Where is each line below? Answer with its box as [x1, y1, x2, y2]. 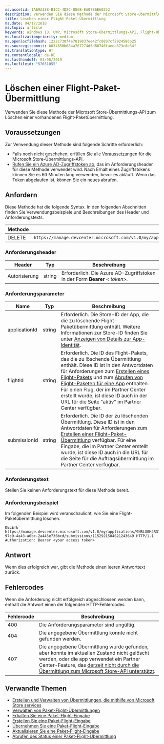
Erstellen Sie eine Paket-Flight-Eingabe [12, 718, 91, 724]
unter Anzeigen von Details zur [61, 335, 132, 342]
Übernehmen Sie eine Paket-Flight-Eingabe [12, 723, 100, 729]
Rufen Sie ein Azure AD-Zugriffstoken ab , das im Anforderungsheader [12, 161, 153, 167]
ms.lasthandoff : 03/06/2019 [5, 57, 62, 62]
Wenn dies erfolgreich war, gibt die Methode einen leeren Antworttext [5, 564, 145, 570]
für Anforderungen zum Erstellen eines [61, 368, 150, 375]
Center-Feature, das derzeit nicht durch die [39, 661, 139, 668]
